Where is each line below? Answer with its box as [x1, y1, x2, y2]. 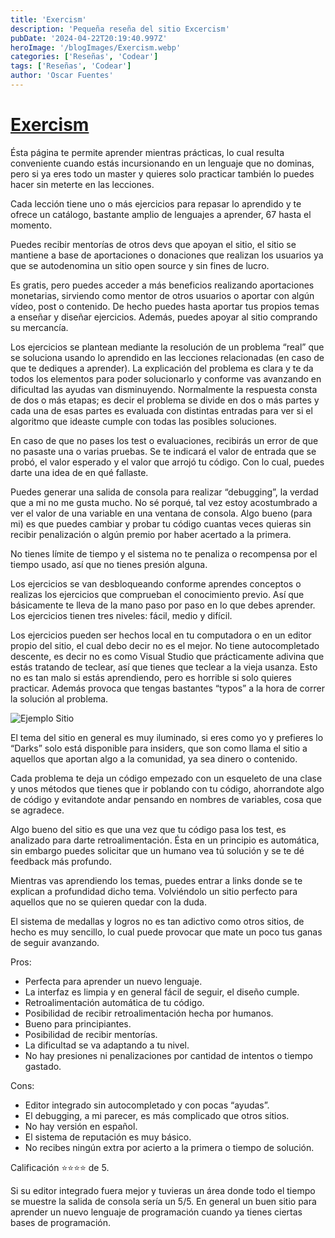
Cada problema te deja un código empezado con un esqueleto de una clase [10, 772, 323, 784]
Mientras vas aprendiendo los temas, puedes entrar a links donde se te [10, 874, 303, 886]
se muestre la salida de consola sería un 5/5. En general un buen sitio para [10, 1195, 317, 1207]
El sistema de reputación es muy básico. [24, 1131, 192, 1143]
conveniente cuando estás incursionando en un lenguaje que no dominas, [10, 157, 315, 169]
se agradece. [10, 804, 65, 816]
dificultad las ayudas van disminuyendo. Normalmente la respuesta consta [10, 383, 318, 395]
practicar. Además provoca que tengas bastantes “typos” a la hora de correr [10, 682, 325, 694]
